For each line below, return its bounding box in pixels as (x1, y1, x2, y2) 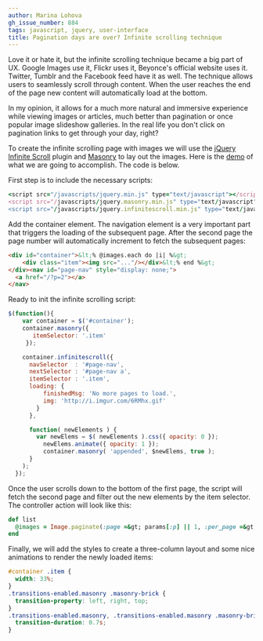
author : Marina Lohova (8, 11, 82, 20)
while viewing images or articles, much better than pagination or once (8, 111, 233, 122)
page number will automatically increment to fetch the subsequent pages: (8, 236, 247, 246)
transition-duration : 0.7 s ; (15, 619, 107, 627)
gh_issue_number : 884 (8, 19, 79, 27)
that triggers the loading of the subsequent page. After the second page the (8, 228, 253, 237)
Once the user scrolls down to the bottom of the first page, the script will (8, 483, 243, 493)
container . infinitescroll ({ (22, 353, 113, 361)
